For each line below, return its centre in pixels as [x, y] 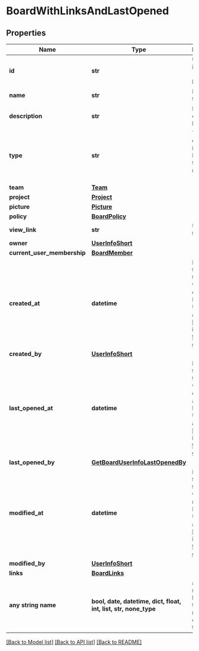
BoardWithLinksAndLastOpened [88, 11]
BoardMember [112, 253]
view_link [23, 230]
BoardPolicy [109, 216]
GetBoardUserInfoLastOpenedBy [139, 462]
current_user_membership [47, 253]
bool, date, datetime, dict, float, [137, 601]
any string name [33, 605]
